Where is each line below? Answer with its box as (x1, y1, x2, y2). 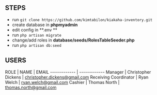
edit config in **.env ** (12, 27, 58, 33)
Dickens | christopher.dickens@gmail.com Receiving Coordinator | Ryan (5, 74, 149, 80)
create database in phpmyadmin (12, 22, 78, 27)
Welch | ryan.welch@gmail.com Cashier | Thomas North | (5, 79, 120, 85)
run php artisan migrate (12, 32, 62, 38)
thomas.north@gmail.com (5, 84, 57, 90)
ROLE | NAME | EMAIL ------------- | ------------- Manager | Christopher (5, 69, 151, 75)
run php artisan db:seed (12, 42, 62, 48)
